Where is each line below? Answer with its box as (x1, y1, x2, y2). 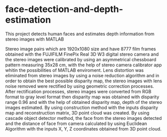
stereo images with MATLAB (5, 36, 64, 42)
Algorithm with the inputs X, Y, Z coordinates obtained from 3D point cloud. (5, 125, 162, 131)
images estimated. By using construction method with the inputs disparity (5, 104, 158, 110)
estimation (5, 14, 51, 26)
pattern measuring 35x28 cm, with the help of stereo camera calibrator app (5, 62, 162, 68)
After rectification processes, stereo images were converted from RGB (5, 88, 151, 94)
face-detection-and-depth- (5, 4, 124, 15)
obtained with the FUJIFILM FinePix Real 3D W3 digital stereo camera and (5, 51, 159, 57)
